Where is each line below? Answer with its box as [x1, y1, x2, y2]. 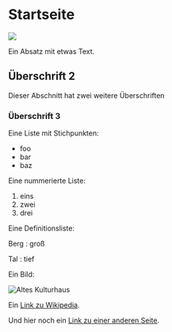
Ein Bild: [8, 269, 35, 279]
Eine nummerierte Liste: [8, 176, 86, 185]
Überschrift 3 [8, 110, 61, 121]
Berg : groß [8, 239, 45, 249]
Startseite [8, 6, 75, 24]
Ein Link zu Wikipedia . [8, 300, 81, 310]
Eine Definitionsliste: [8, 223, 75, 233]
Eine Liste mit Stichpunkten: [8, 128, 99, 138]
